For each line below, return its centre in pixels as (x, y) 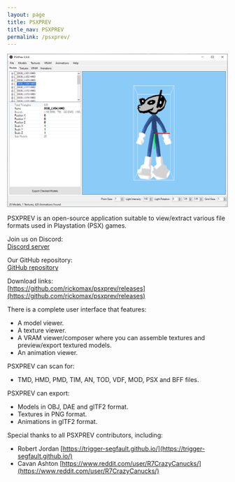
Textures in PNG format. (52, 414)
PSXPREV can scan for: (41, 366)
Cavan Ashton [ (40, 464)
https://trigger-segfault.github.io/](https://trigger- (134, 449)
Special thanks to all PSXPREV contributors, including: (85, 435)
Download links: (30, 281)
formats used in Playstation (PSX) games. (67, 226)
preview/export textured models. (64, 345)
